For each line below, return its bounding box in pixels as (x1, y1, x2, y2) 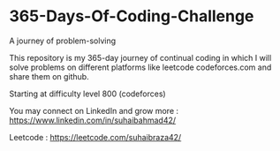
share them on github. (9, 71, 90, 81)
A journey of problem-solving (9, 35, 117, 46)
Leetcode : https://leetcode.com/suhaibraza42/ (9, 132, 182, 142)
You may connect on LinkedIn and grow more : (9, 105, 179, 116)
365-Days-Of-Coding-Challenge (9, 6, 254, 26)
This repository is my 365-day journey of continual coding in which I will (9, 52, 272, 63)
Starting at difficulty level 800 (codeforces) (9, 88, 166, 99)
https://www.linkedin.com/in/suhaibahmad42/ (9, 115, 177, 125)
